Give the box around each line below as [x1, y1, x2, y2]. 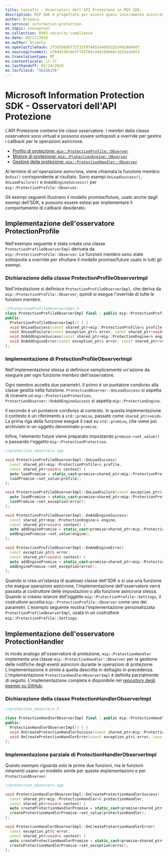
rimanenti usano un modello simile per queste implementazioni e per [5, 768, 146, 774]
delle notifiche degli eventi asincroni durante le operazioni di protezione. [5, 661, 154, 668]
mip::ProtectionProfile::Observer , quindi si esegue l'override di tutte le [5, 291, 154, 297]
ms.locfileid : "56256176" [5, 68, 59, 73]
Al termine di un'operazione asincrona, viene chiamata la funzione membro [5, 168, 160, 174]
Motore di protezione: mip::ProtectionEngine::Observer [12, 153, 127, 159]
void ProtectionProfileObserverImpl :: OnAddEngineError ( [5, 545, 124, 550]
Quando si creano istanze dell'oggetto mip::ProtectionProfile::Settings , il [5, 593, 161, 600]
